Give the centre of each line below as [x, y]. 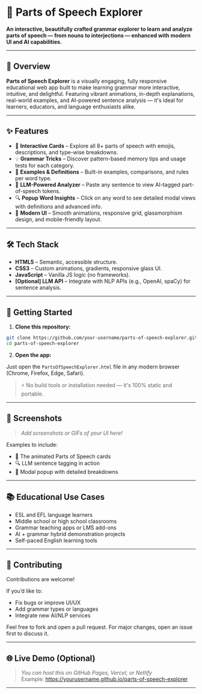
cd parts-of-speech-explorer [43, 344]
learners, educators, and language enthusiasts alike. [71, 106]
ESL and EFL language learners [54, 514]
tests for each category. [44, 165]
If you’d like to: [24, 591]
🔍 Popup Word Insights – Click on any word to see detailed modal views [105, 198]
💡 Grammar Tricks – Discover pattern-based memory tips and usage [100, 159]
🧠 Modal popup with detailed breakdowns [66, 472]
